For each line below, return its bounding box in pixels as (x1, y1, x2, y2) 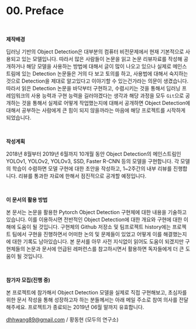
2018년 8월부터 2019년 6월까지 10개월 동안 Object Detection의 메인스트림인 (6, 150, 181, 157)
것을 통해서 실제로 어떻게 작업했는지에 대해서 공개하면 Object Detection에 (21, 99, 190, 106)
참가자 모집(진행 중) (6, 276, 51, 283)
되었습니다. (6, 114, 32, 121)
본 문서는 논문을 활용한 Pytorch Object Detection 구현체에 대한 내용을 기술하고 (6, 208, 187, 215)
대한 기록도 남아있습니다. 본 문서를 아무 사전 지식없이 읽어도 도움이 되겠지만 (12, 238, 184, 245)
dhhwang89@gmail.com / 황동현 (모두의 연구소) (6, 316, 119, 323)
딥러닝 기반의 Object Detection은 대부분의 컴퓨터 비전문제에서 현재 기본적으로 (6, 48, 184, 55)
